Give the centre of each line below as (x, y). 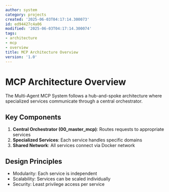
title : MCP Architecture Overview (42, 52)
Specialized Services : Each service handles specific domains (77, 140)
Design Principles (34, 161)
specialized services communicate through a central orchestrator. (74, 101)
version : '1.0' (21, 57)
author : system (21, 10)
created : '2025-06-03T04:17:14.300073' (47, 19)
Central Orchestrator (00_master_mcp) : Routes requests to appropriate (88, 129)
